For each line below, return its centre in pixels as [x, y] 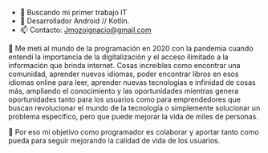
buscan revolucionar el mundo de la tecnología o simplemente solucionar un [134, 108]
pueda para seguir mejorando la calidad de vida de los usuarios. [114, 141]
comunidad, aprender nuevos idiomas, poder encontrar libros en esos [124, 74]
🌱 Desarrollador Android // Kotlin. [75, 21]
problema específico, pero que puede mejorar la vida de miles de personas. [134, 117]
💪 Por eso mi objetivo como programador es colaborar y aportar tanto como [134, 132]
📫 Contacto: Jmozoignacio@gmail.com [85, 30]
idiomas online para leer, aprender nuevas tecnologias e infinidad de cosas [132, 83]
